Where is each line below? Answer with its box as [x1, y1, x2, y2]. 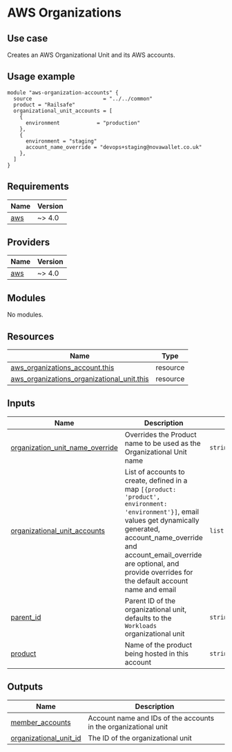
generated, [124, 524, 160, 534]
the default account [124, 576, 188, 586]
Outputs [7, 681, 43, 693]
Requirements [7, 181, 69, 193]
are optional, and [124, 559, 180, 569]
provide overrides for [124, 567, 193, 577]
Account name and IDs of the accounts [88, 713, 215, 723]
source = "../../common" [13, 95, 153, 102]
